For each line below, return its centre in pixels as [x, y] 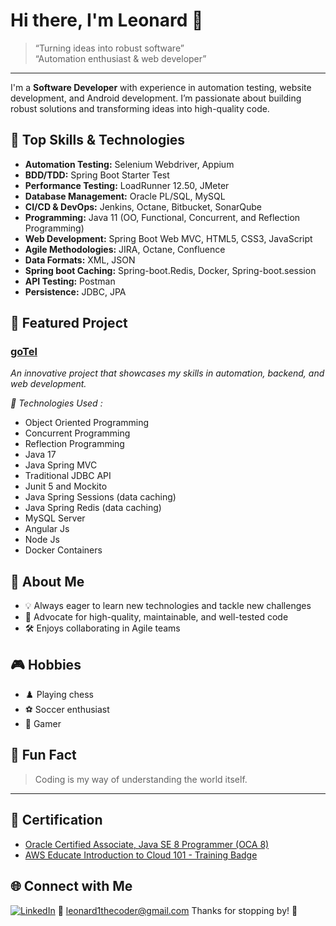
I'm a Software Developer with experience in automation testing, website [161, 87]
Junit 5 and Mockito [66, 486]
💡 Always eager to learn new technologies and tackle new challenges [168, 606]
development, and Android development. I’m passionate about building [156, 98]
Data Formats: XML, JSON [80, 260]
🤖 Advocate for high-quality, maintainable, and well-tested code [156, 617]
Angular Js [47, 529]
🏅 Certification [56, 820]
